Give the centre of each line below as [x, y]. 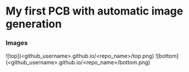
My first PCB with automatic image [94, 11]
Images [17, 43]
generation [34, 24]
